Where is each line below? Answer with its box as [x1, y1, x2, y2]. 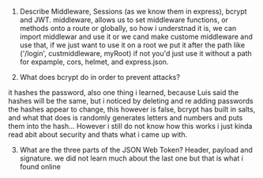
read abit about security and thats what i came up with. [8, 130, 188, 139]
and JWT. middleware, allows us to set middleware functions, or [19, 15, 229, 25]
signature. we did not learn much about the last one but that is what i [19, 153, 243, 163]
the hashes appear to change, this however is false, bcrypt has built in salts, [8, 104, 256, 114]
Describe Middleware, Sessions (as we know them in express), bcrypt [19, 7, 247, 16]
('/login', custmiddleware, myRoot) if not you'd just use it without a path [19, 49, 253, 58]
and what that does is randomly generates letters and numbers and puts [8, 113, 243, 122]
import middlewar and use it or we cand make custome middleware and [19, 32, 253, 41]
